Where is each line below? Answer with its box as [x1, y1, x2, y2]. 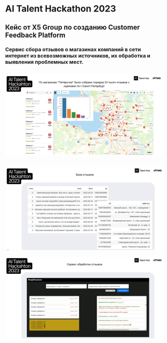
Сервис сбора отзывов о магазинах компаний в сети [5, 46, 141, 53]
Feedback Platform [5, 31, 66, 39]
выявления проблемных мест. [5, 58, 84, 65]
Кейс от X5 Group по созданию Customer [5, 23, 140, 32]
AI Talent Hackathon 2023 [5, 3, 116, 15]
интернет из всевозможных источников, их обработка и [5, 52, 150, 59]
